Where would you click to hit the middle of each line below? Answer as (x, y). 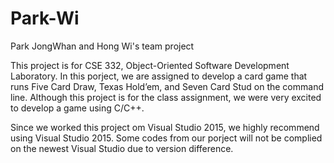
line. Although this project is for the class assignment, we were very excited (166, 97)
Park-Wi (45, 18)
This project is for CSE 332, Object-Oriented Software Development (150, 65)
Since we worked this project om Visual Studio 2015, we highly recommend (165, 127)
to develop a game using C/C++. (77, 108)
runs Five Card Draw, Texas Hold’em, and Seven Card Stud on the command (167, 86)
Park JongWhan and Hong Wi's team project (102, 46)
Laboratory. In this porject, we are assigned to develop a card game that (159, 76)
